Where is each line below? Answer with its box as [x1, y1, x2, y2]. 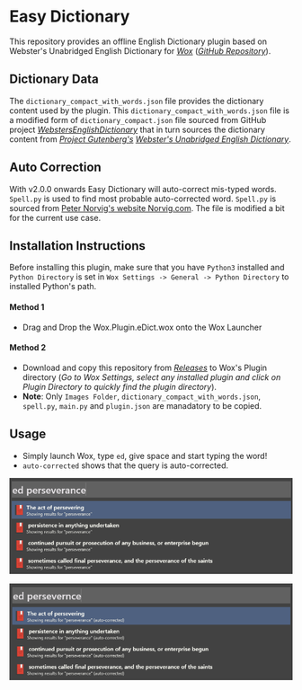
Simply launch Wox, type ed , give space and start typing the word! [22, 450, 268, 461]
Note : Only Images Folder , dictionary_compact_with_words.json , [22, 391, 262, 402]
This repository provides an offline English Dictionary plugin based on [9, 36, 268, 47]
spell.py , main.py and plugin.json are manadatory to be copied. [22, 400, 262, 411]
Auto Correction [9, 160, 102, 175]
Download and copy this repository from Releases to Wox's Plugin [22, 362, 268, 373]
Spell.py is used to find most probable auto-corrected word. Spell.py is [9, 193, 277, 204]
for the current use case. [9, 212, 102, 223]
